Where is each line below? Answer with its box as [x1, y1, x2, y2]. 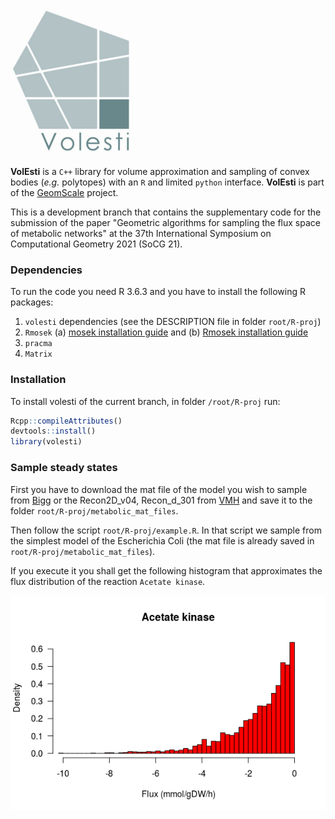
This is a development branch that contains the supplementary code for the [10, 206, 322, 218]
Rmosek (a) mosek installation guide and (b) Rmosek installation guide [24, 326, 309, 338]
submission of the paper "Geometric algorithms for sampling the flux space [10, 217, 321, 228]
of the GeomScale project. [10, 187, 119, 198]
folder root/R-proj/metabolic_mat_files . [10, 504, 179, 517]
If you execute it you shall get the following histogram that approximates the [10, 564, 323, 577]
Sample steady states [10, 461, 118, 475]
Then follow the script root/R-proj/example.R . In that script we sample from [10, 524, 322, 536]
